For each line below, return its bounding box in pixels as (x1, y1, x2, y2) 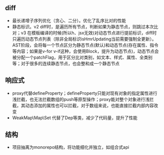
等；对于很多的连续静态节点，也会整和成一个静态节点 (12, 60, 120, 66)
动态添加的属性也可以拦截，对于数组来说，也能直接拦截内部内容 (25, 103, 154, 108)
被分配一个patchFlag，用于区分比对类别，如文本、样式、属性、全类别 (12, 54, 153, 60)
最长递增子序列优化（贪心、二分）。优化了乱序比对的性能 (12, 17, 126, 24)
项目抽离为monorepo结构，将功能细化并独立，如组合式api (12, 144, 130, 150)
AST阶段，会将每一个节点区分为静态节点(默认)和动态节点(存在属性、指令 (12, 42, 159, 48)
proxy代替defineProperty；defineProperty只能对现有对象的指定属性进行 (12, 90, 158, 96)
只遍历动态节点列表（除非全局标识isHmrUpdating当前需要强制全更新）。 (12, 36, 157, 42)
